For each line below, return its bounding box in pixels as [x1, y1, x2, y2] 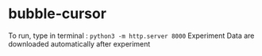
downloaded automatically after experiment [8, 39, 151, 48]
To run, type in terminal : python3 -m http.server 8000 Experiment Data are [8, 31, 255, 40]
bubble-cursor [8, 5, 107, 23]
